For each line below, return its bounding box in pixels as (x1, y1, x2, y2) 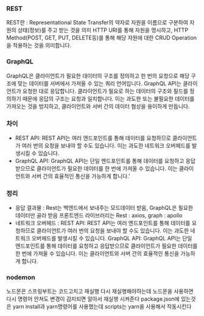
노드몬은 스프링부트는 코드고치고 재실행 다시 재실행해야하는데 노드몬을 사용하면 (6, 288, 194, 295)
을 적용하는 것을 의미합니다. (6, 41, 72, 49)
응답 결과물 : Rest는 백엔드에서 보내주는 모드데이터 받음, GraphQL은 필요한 (15, 204, 194, 212)
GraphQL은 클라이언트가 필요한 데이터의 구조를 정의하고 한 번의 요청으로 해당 (6, 72, 190, 79)
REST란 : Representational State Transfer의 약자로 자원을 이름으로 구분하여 (6, 19, 189, 26)
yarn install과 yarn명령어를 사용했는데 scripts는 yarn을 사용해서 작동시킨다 (12, 303, 192, 311)
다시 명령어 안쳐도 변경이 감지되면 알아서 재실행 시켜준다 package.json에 (6, 295, 180, 303)
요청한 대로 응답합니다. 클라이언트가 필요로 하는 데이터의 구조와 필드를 (22, 87, 189, 95)
